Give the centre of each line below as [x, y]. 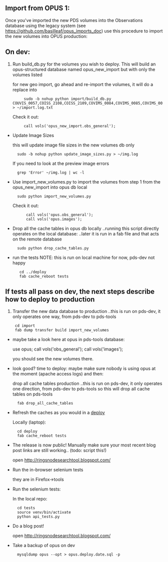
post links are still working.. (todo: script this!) [59, 450]
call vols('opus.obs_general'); [59, 214]
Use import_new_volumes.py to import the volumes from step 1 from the [86, 181]
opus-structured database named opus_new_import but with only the [84, 69]
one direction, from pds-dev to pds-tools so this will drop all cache [81, 389]
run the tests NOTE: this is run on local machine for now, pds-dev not [83, 257]
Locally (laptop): [29, 422]
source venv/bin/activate [44, 512]
